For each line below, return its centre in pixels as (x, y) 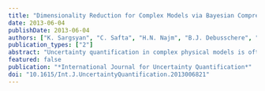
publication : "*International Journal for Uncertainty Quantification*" (130, 67)
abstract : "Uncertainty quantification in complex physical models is (127, 52)
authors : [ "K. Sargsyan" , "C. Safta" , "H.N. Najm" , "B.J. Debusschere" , (130, 38)
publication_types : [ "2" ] (50, 45)
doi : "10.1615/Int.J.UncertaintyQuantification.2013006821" (109, 74)
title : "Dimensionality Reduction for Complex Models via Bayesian (121, 15)
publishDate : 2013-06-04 (49, 30)
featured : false (35, 60)
